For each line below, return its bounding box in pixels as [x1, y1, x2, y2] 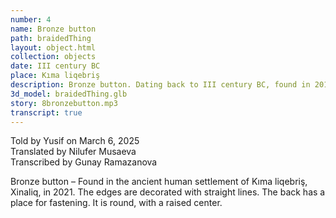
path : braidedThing [10, 33, 92, 43]
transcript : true [10, 107, 83, 118]
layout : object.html [10, 42, 97, 53]
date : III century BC [10, 61, 101, 71]
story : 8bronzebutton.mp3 [10, 98, 118, 108]
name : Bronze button [10, 24, 97, 34]
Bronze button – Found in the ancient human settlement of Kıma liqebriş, [10, 176, 308, 188]
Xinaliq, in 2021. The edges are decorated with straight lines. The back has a [10, 186, 326, 198]
